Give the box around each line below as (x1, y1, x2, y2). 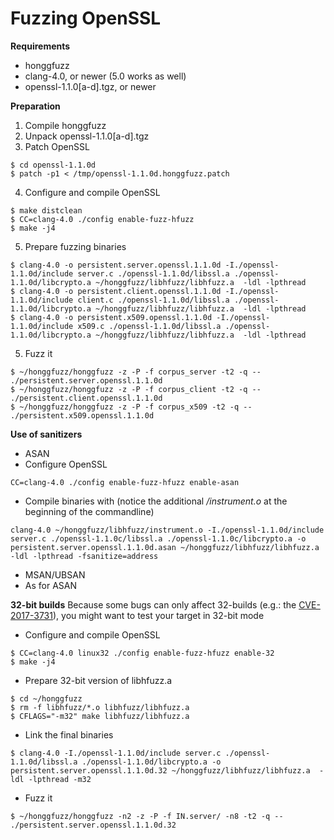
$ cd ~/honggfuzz (10, 693, 83, 704)
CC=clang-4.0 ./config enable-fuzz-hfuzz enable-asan (10, 477, 240, 487)
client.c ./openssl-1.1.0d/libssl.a (77, 295, 230, 305)
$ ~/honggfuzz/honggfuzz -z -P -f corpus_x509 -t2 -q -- (10, 402, 253, 412)
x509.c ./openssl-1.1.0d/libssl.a (77, 321, 222, 331)
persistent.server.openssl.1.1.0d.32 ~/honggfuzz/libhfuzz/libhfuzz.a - (10, 765, 325, 776)
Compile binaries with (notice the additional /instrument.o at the (24, 495, 288, 507)
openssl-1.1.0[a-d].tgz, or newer (24, 80, 157, 92)
